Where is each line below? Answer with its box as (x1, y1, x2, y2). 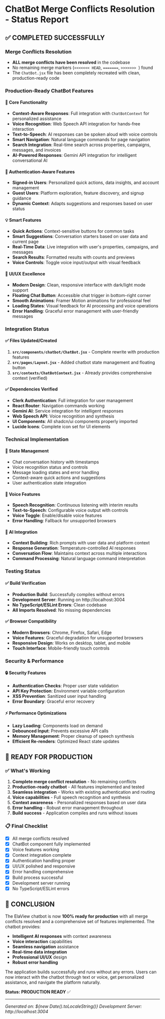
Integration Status (5, 326, 49, 332)
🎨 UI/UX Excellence (5, 271, 46, 276)
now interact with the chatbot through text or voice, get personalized (5, 974, 144, 980)
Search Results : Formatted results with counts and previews (12, 254, 135, 260)
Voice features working (12, 847, 59, 853)
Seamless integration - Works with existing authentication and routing (12, 789, 156, 795)
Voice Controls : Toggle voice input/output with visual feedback (12, 260, 141, 266)
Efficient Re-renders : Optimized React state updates (12, 739, 119, 745)
